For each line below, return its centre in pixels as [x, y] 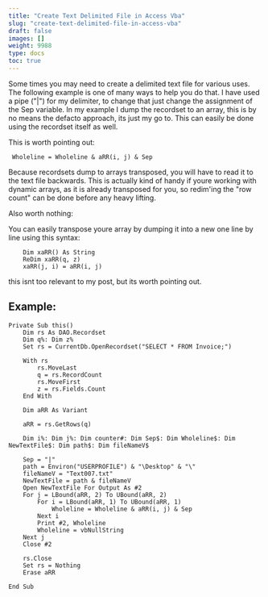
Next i [48, 516]
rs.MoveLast [58, 368]
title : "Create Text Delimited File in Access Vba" [97, 16]
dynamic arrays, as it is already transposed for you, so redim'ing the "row [130, 189]
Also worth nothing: [41, 213]
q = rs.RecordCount [70, 375]
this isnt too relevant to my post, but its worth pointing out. [105, 281]
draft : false [30, 31]
